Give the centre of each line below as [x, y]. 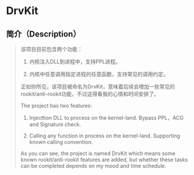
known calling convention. [61, 142]
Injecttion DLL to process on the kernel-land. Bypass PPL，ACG [106, 118]
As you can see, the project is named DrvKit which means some [98, 153]
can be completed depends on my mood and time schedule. [93, 166]
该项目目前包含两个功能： [51, 49]
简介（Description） [44, 34]
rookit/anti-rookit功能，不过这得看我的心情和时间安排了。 [90, 94]
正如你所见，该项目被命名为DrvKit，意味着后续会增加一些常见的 [98, 87]
